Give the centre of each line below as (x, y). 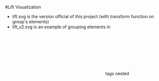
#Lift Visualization (23, 7)
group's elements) (31, 22)
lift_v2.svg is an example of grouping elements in (61, 27)
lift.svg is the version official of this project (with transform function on (83, 16)
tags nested (117, 73)
